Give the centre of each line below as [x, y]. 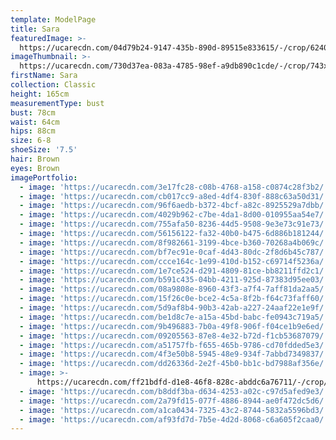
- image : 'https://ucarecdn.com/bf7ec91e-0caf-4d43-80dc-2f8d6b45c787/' [174, 252]
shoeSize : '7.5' [44, 150]
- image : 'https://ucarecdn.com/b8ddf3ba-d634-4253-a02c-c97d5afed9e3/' [174, 391]
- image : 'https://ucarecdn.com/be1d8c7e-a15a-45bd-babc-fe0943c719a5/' [174, 317]
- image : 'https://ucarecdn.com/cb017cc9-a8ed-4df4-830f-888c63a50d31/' [174, 196]
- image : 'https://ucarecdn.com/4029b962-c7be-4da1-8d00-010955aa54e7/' [174, 215]
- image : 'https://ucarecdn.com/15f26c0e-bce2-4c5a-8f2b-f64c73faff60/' [174, 299]
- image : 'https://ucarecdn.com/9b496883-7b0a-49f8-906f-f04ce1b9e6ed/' [174, 326]
